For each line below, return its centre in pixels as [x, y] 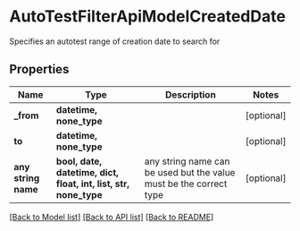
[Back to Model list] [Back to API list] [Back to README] [112, 217]
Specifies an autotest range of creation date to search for [115, 41]
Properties [39, 69]
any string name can [187, 161]
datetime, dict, [87, 172]
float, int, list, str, [93, 184]
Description [190, 94]
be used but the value [190, 172]
